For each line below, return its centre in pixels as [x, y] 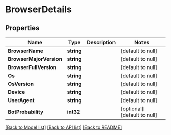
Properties [22, 28]
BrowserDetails [39, 9]
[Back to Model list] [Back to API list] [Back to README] [64, 127]
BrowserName [25, 51]
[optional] [132, 109]
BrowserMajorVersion [35, 59]
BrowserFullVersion [32, 67]
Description [101, 42]
